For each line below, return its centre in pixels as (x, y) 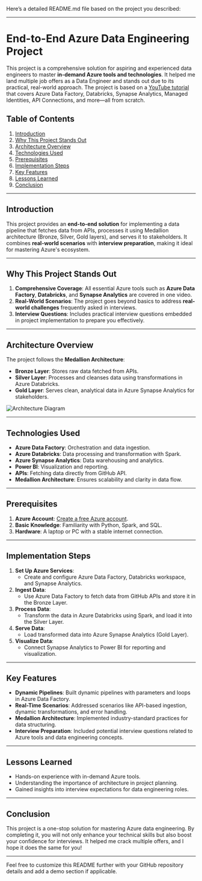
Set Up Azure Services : (44, 570)
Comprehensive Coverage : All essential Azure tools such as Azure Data (105, 288)
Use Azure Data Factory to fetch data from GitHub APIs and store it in (110, 596)
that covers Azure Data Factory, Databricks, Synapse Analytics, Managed (97, 93)
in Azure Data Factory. (43, 699)
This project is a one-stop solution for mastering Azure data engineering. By (100, 829)
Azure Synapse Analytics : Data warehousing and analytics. (89, 460)
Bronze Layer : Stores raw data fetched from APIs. (77, 371)
